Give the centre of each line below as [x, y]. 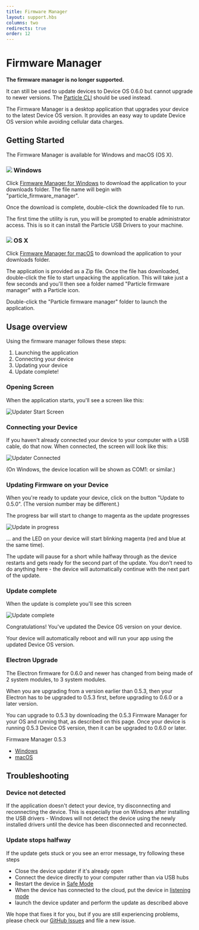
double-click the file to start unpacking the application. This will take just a [97, 278]
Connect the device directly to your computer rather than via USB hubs [102, 877]
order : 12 [18, 34]
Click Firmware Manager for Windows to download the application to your [97, 183]
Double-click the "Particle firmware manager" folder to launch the [87, 302]
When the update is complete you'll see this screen [69, 604]
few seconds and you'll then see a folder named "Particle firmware [88, 284]
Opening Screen [30, 387]
